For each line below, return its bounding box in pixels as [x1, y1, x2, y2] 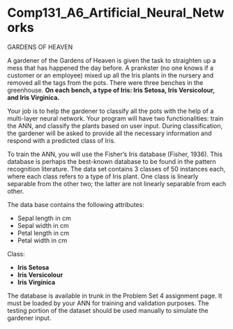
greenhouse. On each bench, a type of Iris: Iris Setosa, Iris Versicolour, [7, 86, 215, 94]
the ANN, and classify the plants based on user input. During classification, [7, 121, 223, 130]
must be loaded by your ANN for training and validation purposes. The [7, 298, 209, 307]
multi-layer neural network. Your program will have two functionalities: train [7, 114, 224, 123]
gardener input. [7, 314, 52, 322]
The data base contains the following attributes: [7, 200, 144, 208]
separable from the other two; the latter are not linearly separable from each [7, 179, 227, 188]
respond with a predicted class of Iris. [7, 136, 116, 144]
